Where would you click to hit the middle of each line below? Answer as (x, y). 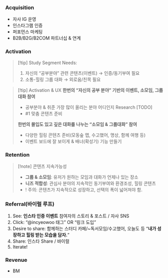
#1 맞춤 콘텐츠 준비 (44, 113)
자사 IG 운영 (24, 19)
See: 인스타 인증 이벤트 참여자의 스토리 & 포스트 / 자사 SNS (71, 216)
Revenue (16, 260)
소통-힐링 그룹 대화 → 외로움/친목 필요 (63, 79)
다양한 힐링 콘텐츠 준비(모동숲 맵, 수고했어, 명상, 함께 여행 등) (85, 135)
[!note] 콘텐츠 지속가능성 (42, 166)
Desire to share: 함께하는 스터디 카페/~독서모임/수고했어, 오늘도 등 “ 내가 (84, 228)
